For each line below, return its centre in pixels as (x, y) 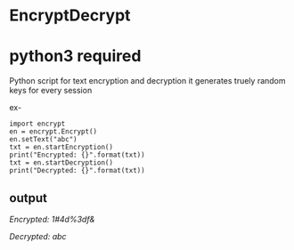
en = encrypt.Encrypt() (53, 132)
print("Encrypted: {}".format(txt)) (77, 155)
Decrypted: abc (38, 236)
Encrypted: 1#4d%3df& (52, 219)
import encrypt (37, 124)
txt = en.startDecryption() (61, 163)
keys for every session (51, 91)
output (28, 198)
